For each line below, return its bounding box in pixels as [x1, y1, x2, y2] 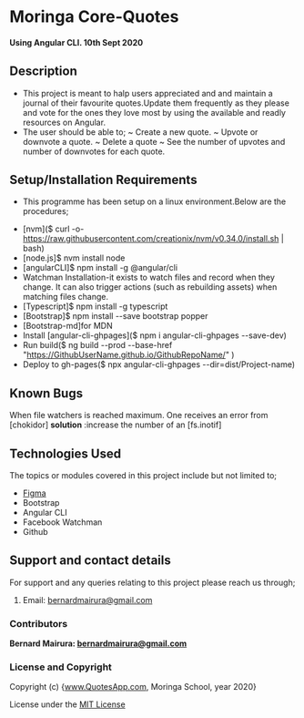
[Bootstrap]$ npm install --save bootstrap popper [22, 311, 208, 322]
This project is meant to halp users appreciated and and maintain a [22, 87, 273, 98]
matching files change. [22, 292, 109, 303]
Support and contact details [9, 553, 171, 569]
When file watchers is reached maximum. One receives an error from [9, 410, 269, 421]
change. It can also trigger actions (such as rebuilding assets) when [22, 282, 278, 292]
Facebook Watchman [22, 517, 103, 528]
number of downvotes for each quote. [22, 146, 166, 157]
